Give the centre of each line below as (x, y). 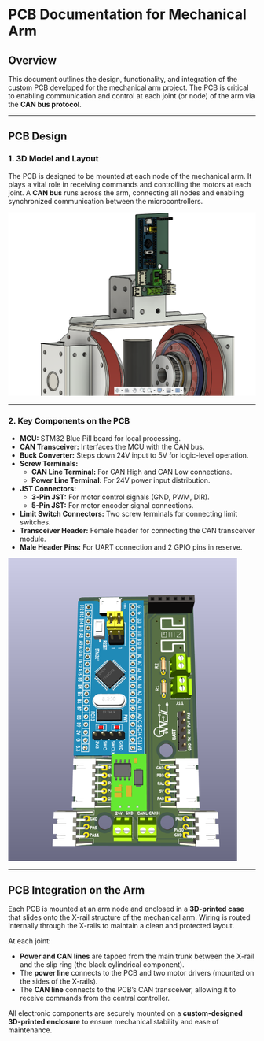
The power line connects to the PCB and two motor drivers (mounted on (137, 973)
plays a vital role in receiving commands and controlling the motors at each (130, 184)
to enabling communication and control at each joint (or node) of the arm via (132, 96)
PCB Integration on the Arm (77, 890)
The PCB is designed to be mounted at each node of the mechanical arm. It (130, 176)
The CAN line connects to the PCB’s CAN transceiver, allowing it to (128, 990)
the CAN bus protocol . (45, 104)
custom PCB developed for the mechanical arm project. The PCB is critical (128, 87)
